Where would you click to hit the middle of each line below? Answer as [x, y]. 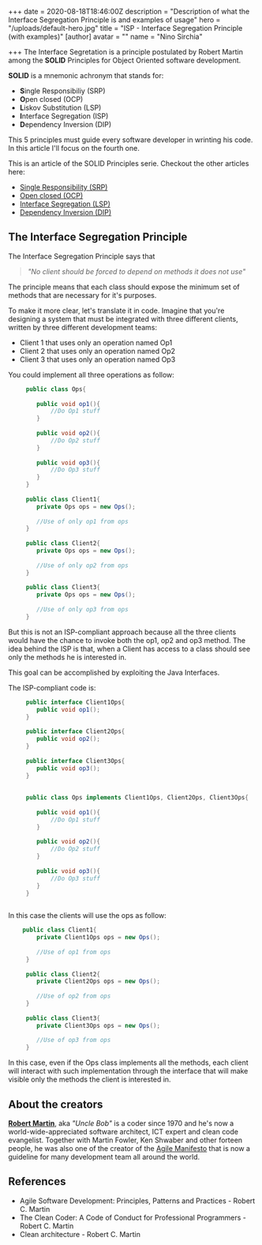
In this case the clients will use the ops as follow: [88, 916]
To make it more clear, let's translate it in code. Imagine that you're [116, 310]
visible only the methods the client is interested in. [90, 1080]
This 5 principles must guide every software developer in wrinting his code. [131, 140]
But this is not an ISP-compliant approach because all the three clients [122, 632]
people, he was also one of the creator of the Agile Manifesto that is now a [129, 1148]
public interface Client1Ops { [75, 702]
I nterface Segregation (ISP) [64, 116]
